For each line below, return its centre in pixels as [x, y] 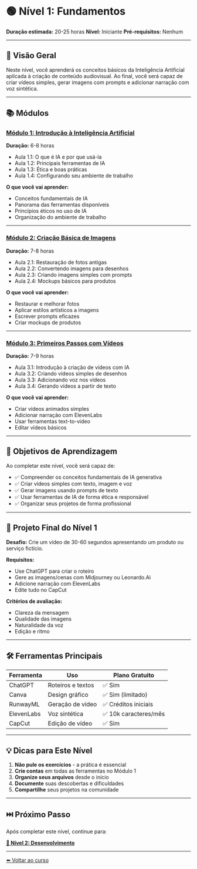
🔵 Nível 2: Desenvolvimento [40, 843]
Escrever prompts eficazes [47, 316]
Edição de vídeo [70, 723]
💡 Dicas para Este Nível [49, 751]
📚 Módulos [28, 113]
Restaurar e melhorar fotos [47, 304]
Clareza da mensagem [42, 612]
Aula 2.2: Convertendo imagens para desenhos [72, 269]
